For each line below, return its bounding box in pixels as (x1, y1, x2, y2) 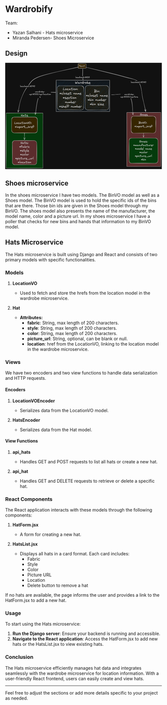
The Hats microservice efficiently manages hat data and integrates (5, 665, 142, 671)
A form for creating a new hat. (19, 531, 82, 537)
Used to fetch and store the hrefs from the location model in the (19, 290, 151, 296)
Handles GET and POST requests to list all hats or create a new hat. (19, 458, 158, 464)
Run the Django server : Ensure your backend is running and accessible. (12, 630, 161, 637)
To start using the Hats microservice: (5, 621, 81, 627)
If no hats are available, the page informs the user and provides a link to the (5, 592, 160, 598)
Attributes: (19, 315, 43, 321)
